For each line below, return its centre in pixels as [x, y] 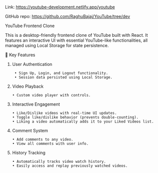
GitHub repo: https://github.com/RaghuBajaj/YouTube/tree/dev [68, 16]
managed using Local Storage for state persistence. [57, 45]
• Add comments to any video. [43, 140]
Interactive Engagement [36, 104]
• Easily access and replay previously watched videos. [70, 166]
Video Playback [28, 86]
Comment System [30, 131]
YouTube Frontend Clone [30, 26]
